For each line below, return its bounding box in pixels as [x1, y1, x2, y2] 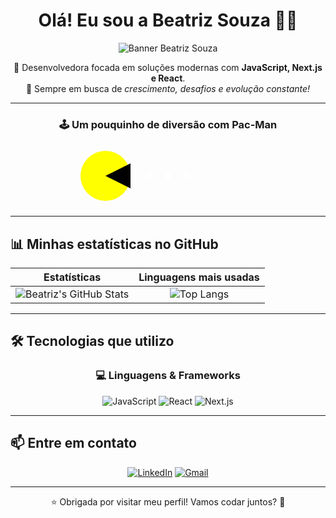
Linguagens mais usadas [138, 270, 260, 284]
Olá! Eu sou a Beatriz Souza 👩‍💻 [38, 9, 298, 32]
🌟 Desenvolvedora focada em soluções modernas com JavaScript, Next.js [13, 61, 323, 73]
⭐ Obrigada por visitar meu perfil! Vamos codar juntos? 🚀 [50, 495, 286, 508]
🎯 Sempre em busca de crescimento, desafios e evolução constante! [25, 82, 311, 94]
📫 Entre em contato [10, 435, 137, 452]
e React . [150, 72, 186, 84]
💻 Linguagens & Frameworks [95, 369, 241, 383]
